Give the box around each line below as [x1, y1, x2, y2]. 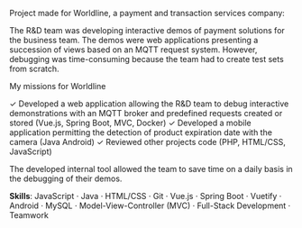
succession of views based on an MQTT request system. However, [9, 44, 258, 55]
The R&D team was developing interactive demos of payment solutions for [9, 25, 286, 35]
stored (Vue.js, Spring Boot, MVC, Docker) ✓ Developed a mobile [9, 117, 252, 128]
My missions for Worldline [9, 81, 106, 91]
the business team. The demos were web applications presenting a [9, 35, 259, 45]
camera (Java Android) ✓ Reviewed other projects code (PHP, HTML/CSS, [9, 137, 286, 147]
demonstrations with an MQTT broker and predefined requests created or [9, 108, 283, 118]
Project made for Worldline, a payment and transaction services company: [9, 8, 286, 18]
